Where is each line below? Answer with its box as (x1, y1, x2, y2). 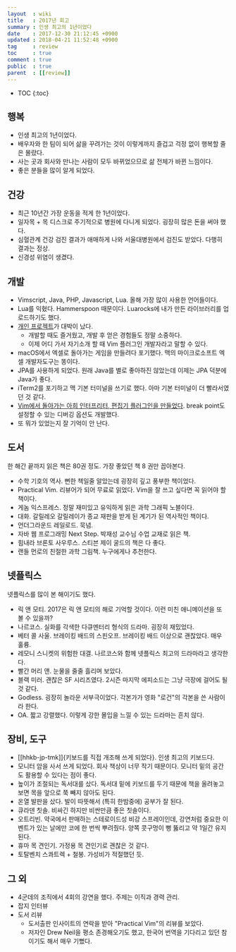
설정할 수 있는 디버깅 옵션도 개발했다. (17, 410, 120, 418)
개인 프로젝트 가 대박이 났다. (17, 322, 94, 330)
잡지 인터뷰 (17, 902, 49, 910)
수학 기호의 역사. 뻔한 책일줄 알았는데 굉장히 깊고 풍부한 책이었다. (17, 477, 196, 485)
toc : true (7, 50, 52, 57)
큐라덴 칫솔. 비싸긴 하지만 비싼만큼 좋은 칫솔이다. (17, 806, 151, 814)
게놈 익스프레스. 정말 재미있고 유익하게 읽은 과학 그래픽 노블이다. (17, 503, 195, 511)
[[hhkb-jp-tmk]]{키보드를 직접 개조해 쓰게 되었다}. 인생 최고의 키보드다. (17, 753, 215, 762)
